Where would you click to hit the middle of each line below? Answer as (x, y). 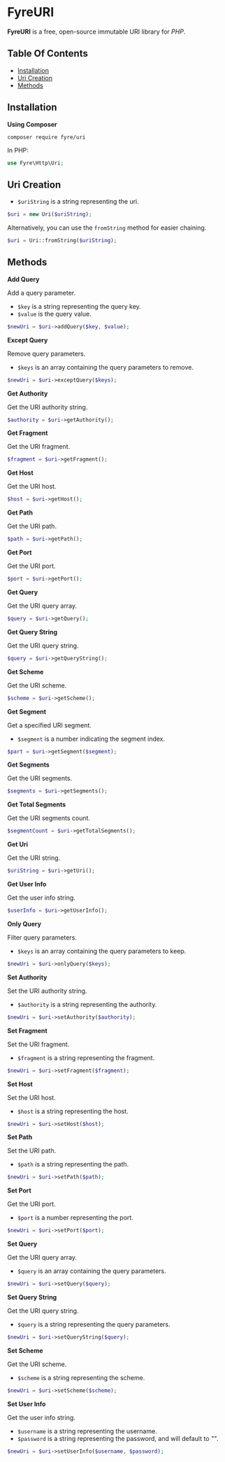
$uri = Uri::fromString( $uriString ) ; (62, 241)
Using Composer (32, 124)
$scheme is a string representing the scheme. (81, 1377)
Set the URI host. (31, 1097)
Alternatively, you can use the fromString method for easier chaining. (107, 228)
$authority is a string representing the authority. (87, 1004)
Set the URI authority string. (47, 991)
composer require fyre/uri (46, 137)
